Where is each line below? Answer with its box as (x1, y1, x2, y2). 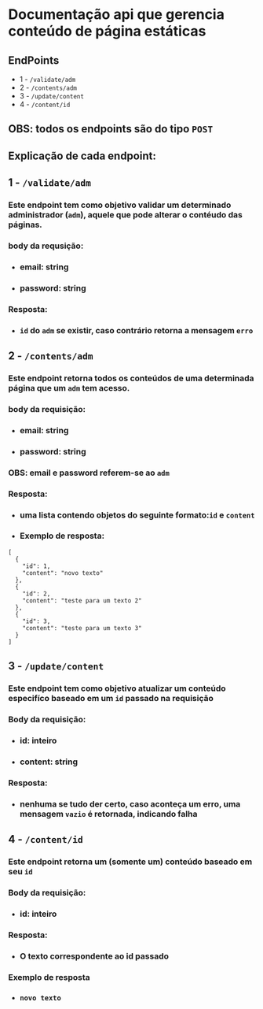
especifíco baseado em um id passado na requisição (8, 693, 214, 704)
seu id (8, 866, 33, 877)
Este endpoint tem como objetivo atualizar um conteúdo (8, 683, 226, 694)
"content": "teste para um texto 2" (22, 596, 143, 604)
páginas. (8, 219, 43, 230)
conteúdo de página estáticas (8, 22, 206, 40)
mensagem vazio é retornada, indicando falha (19, 808, 198, 819)
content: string (19, 756, 79, 767)
